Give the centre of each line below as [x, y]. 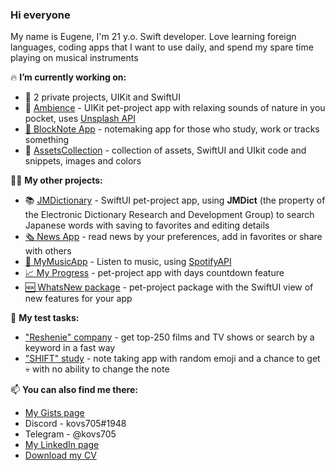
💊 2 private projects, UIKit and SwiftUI [102, 97]
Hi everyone [40, 15]
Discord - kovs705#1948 [75, 424]
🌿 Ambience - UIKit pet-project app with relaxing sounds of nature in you [175, 108]
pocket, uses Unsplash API [80, 119]
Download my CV [60, 455]
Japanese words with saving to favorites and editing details [147, 225]
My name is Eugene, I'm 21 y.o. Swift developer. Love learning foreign [153, 37]
